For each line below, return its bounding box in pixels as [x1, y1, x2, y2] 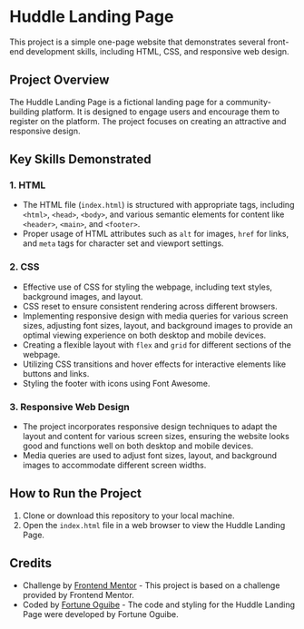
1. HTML [9, 179, 46, 192]
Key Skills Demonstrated [9, 152, 152, 167]
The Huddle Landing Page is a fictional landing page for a [9, 96, 224, 107]
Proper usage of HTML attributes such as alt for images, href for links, [22, 229, 289, 240]
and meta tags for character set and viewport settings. [22, 238, 224, 249]
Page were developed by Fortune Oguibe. [22, 608, 179, 619]
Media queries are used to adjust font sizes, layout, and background [22, 450, 278, 461]
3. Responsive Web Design [9, 400, 130, 413]
